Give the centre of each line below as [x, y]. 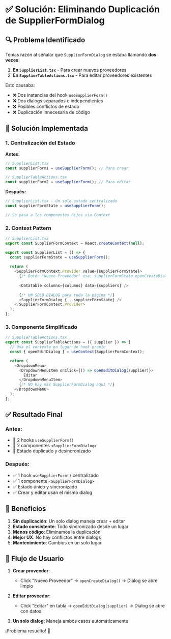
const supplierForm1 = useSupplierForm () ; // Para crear [67, 168]
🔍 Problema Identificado [45, 40]
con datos [31, 611]
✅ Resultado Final [34, 415]
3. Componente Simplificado [41, 327]
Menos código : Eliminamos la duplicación [56, 532]
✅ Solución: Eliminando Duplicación [83, 9]
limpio [26, 586]
